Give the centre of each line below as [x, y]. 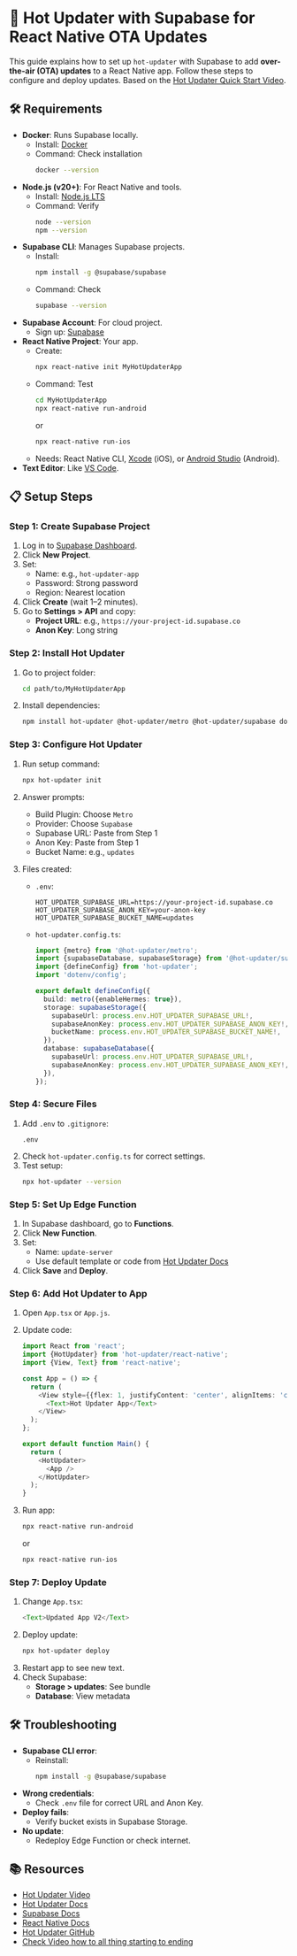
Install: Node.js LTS [70, 196]
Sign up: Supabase [69, 332]
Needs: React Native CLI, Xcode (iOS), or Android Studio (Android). [157, 458]
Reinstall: [52, 1760]
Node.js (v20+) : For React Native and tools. [102, 187]
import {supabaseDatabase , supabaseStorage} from [129, 959]
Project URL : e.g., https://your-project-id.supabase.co [138, 621]
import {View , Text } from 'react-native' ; [101, 1363]
